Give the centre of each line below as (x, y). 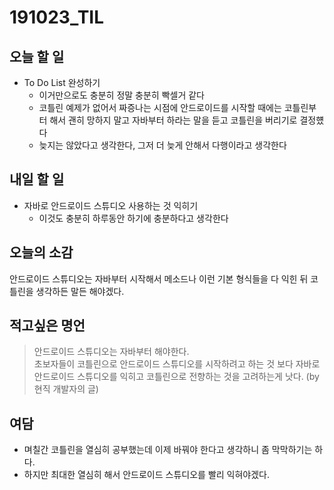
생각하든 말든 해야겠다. (80, 291)
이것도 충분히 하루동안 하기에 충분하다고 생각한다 (133, 218)
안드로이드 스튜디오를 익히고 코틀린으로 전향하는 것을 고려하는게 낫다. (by (176, 377)
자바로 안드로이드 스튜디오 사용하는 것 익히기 (111, 205)
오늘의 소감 (41, 252)
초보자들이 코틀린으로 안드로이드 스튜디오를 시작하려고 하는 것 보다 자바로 (177, 364)
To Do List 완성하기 (62, 82)
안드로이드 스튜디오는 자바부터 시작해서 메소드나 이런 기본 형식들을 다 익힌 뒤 (159, 278)
